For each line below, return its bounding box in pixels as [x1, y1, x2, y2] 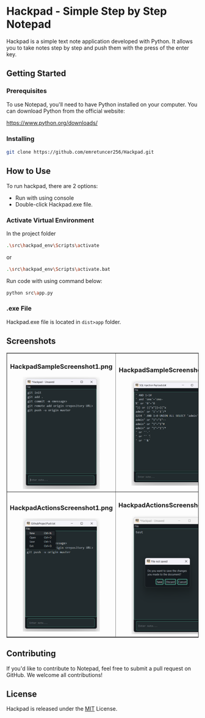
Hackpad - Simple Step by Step [6, 4, 167, 18]
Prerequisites [6, 87, 47, 96]
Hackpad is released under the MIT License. [6, 705, 118, 712]
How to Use [6, 166, 51, 176]
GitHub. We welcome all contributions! [6, 671, 103, 678]
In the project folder [6, 230, 56, 237]
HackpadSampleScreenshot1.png [10, 363, 113, 371]
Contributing [6, 648, 56, 659]
